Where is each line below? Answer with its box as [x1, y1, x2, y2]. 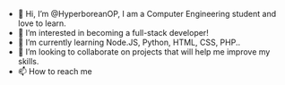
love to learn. [17, 18, 67, 29]
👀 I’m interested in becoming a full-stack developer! [17, 28, 209, 38]
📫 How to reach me [17, 66, 92, 76]
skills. [17, 56, 39, 66]
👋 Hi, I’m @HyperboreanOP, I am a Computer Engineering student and [17, 9, 277, 19]
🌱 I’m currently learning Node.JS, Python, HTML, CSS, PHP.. [17, 37, 241, 47]
